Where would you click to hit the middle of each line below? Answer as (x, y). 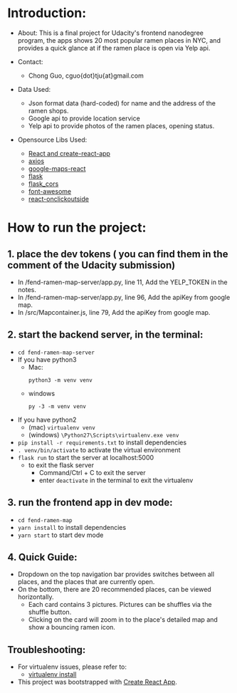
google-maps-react (57, 168)
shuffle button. (50, 612)
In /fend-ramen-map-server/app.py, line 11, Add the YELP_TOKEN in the (122, 282)
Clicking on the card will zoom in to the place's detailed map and (123, 620)
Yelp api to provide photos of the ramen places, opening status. (121, 125)
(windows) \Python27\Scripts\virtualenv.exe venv (104, 434)
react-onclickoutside (58, 199)
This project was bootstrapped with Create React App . (98, 682)
